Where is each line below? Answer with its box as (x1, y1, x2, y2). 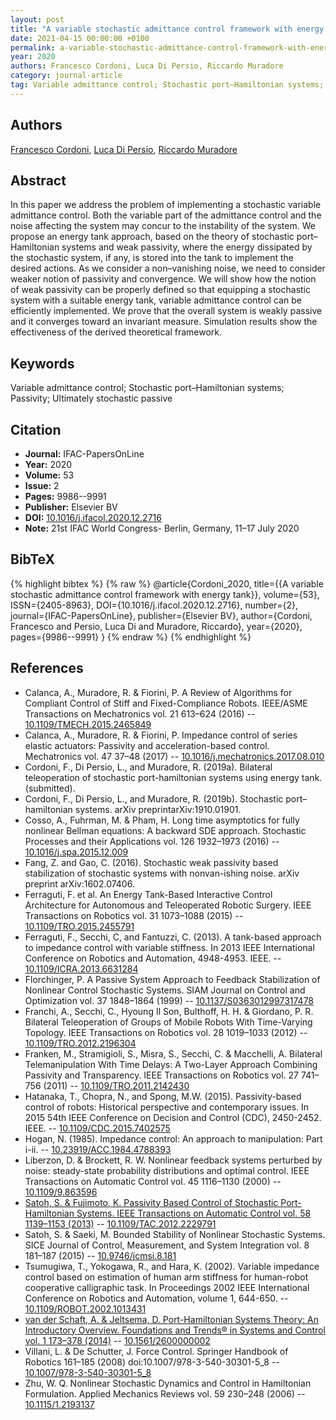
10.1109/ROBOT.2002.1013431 (24, 1302, 147, 1315)
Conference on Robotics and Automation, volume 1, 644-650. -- (24, 1292, 289, 1304)
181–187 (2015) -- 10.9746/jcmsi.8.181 (24, 1249, 177, 1261)
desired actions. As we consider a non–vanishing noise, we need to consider (10, 262, 326, 275)
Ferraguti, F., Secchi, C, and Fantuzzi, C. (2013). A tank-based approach (24, 931, 322, 943)
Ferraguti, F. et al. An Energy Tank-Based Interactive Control (24, 888, 273, 900)
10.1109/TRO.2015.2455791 (24, 920, 135, 932)
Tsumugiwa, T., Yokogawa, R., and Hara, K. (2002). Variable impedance (24, 1260, 320, 1272)
